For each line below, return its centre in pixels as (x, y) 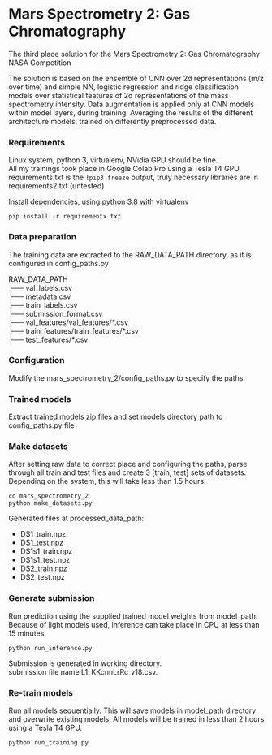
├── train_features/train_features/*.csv (74, 330)
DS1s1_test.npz (45, 560)
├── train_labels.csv (43, 304)
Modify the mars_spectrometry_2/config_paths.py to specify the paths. (127, 377)
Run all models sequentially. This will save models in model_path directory (132, 710)
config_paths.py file (41, 425)
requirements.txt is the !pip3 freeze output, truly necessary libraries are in (133, 177)
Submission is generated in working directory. (85, 663)
